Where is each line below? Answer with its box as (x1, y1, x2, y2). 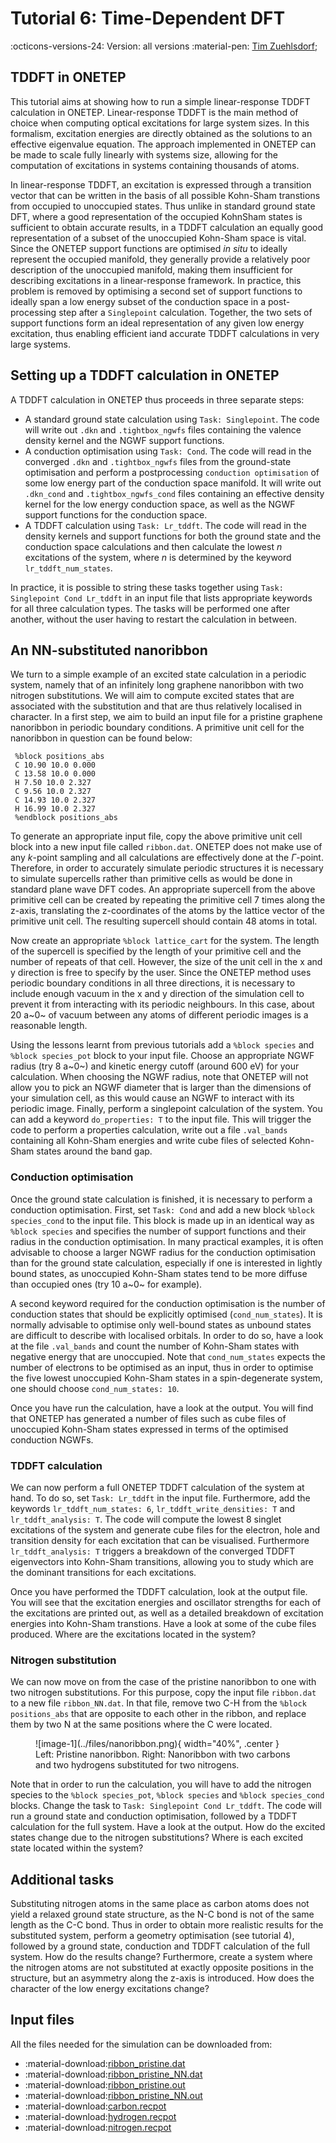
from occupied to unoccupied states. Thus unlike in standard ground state (10, 200, 316, 212)
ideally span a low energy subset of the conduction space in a (10, 295, 267, 307)
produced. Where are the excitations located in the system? (10, 1628, 257, 1640)
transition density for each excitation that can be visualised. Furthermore (10, 1534, 310, 1546)
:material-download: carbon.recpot (24, 2100, 167, 2112)
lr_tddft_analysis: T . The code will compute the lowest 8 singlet (10, 1513, 282, 1525)
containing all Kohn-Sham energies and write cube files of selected (10, 1135, 287, 1147)
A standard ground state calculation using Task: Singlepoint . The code (24, 413, 320, 425)
